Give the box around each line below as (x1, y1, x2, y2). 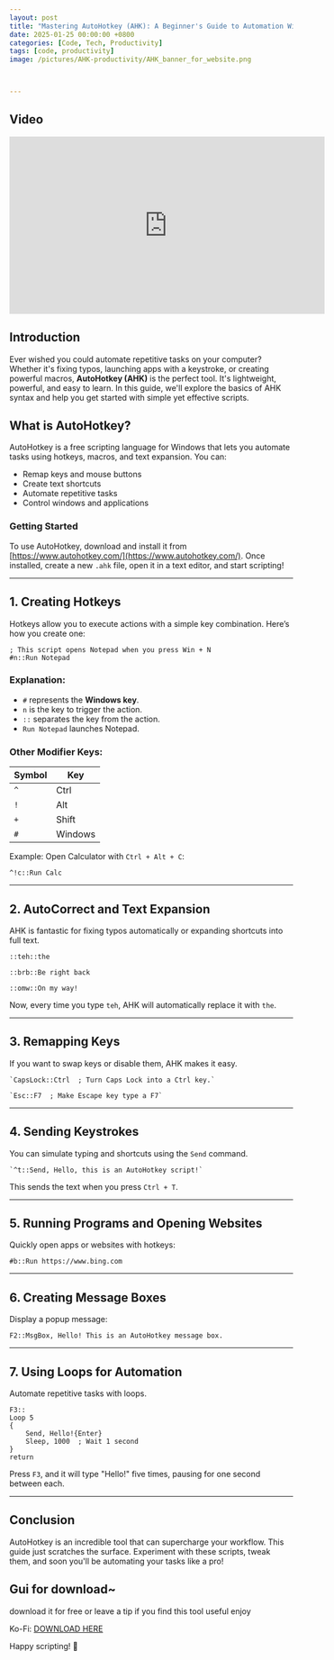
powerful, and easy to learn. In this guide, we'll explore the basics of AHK (9, 382, 282, 393)
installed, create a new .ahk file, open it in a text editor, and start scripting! (9, 559, 284, 570)
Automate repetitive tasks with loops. (9, 1388, 147, 1399)
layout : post (9, 13, 59, 23)
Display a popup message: (9, 1314, 108, 1325)
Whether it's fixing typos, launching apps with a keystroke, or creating (9, 363, 270, 374)
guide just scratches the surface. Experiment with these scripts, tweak (9, 1546, 271, 1556)
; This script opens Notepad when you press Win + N (9, 645, 212, 654)
